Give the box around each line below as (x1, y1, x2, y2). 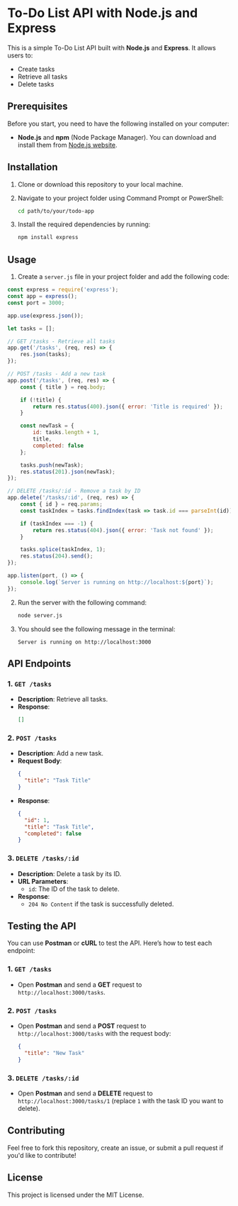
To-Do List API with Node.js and (7, 5, 198, 21)
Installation (7, 161, 58, 173)
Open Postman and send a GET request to (17, 980, 142, 989)
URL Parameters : (17, 877, 69, 885)
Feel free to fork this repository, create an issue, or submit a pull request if (7, 1144, 224, 1152)
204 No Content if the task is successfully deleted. (28, 900, 174, 908)
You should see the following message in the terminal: (17, 624, 176, 633)
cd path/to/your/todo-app (17, 207, 94, 214)
